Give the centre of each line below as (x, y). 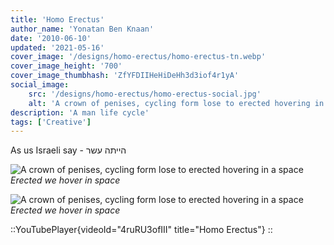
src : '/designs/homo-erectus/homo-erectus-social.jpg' (145, 94)
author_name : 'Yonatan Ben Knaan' (82, 29)
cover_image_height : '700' (66, 66)
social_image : (40, 85)
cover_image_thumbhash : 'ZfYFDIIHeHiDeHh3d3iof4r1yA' (125, 76)
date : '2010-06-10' (51, 38)
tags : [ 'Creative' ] (51, 122)
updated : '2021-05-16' (57, 47)
